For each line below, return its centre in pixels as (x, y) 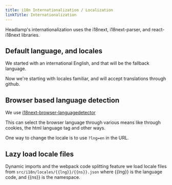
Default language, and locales (54, 51)
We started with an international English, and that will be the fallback (77, 63)
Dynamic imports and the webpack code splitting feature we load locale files (86, 166)
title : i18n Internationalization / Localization (59, 10)
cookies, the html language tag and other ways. (56, 128)
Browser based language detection (62, 100)
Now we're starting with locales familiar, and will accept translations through (86, 79)
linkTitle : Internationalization (41, 15)
